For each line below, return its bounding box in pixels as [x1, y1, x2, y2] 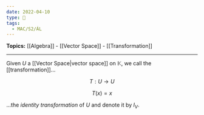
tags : [6, 20, 20, 26]
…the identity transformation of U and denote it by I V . [6, 101, 140, 110]
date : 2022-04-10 [6, 8, 50, 15]
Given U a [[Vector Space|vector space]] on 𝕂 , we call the [6, 60, 152, 67]
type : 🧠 [6, 15, 26, 21]
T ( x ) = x [92, 90, 112, 97]
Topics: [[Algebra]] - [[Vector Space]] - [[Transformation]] [6, 42, 153, 50]
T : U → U [89, 78, 115, 85]
